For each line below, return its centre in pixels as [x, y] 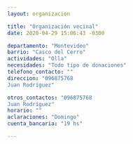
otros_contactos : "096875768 [50, 98]
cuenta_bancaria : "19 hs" [45, 124]
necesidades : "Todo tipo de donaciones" [67, 65]
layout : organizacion [39, 14]
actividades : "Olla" [37, 59]
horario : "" [24, 111]
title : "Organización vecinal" [53, 26]
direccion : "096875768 [40, 78]
